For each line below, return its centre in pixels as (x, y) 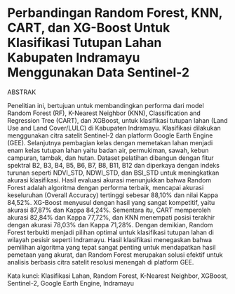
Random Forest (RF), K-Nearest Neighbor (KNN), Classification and (104, 113)
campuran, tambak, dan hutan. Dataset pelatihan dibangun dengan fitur (110, 158)
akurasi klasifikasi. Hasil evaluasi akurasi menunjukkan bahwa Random (109, 180)
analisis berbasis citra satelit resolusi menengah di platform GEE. (101, 262)
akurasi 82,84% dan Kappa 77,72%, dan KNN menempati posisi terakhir (111, 217)
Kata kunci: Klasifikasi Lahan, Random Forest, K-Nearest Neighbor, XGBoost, (118, 276)
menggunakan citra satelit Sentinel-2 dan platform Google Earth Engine (110, 135)
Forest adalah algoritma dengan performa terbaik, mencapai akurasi (106, 187)
